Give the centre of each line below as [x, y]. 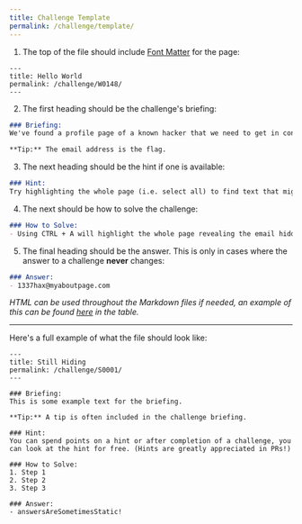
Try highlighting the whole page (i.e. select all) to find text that [144, 192]
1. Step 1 [28, 473]
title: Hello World [46, 76]
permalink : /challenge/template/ [72, 26]
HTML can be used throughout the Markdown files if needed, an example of [151, 303]
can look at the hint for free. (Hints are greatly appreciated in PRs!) [151, 449]
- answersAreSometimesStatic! [66, 512]
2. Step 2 [28, 481]
